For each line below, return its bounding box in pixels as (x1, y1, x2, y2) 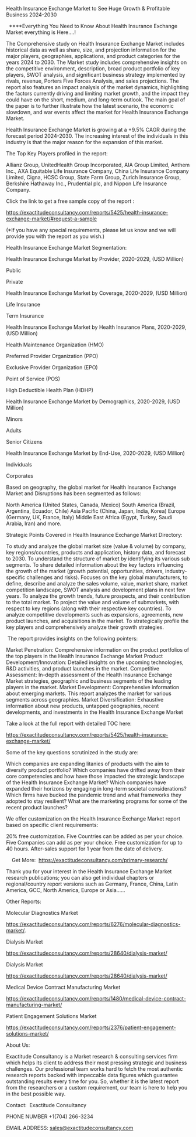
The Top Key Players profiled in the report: (6, 150, 108, 157)
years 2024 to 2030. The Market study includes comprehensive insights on (6, 59, 187, 66)
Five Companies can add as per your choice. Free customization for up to (6, 839, 183, 846)
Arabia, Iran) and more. (6, 520, 62, 527)
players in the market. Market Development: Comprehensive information (6, 684, 180, 690)
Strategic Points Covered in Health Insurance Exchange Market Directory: (6, 532, 183, 538)
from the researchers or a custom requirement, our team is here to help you (6, 1084, 188, 1091)
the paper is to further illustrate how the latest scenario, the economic (6, 103, 174, 109)
